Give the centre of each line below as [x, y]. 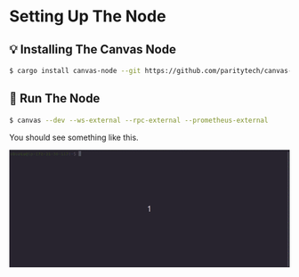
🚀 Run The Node [55, 98]
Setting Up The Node [88, 16]
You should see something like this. [74, 137]
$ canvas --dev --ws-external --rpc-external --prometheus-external [139, 120]
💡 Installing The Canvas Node [93, 49]
